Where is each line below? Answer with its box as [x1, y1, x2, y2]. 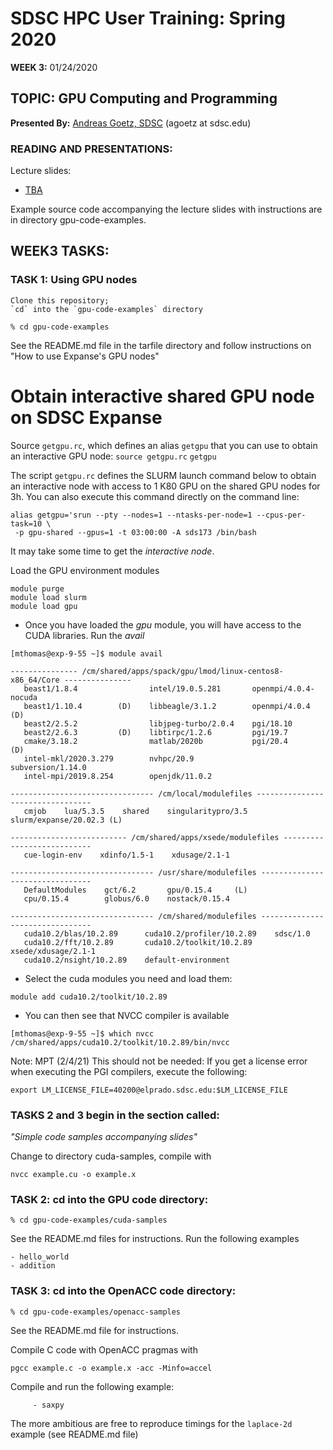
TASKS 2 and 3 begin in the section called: [10, 1108, 220, 1122]
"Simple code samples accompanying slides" [10, 1130, 198, 1142]
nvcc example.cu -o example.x [10, 1169, 137, 1179]
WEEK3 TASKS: [10, 243, 110, 260]
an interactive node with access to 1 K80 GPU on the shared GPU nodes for [10, 480, 321, 492]
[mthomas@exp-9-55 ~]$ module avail [10, 648, 163, 659]
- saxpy [32, 1400, 65, 1410]
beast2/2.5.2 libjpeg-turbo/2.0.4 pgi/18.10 [23, 718, 293, 729]
